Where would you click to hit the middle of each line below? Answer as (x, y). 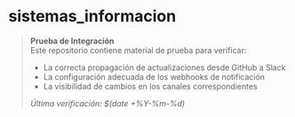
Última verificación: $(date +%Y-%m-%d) (108, 103)
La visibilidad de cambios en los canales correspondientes (151, 86)
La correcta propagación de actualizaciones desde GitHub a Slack (164, 67)
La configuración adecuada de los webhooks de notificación (154, 76)
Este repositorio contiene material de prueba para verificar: (138, 50)
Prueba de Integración (72, 41)
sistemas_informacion (92, 16)
